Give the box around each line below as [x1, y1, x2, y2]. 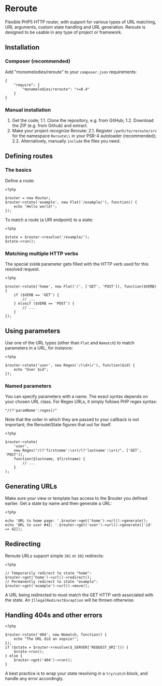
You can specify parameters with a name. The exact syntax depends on [5, 394, 148, 399]
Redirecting [5, 540, 41, 548]
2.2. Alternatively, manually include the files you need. [12, 138, 121, 144]
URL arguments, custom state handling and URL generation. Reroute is [5, 24, 146, 30]
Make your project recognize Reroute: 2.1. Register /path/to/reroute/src [12, 128, 157, 133]
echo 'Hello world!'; [14, 204, 57, 209]
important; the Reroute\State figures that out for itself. [5, 422, 112, 428]
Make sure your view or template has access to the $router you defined [5, 495, 147, 501]
